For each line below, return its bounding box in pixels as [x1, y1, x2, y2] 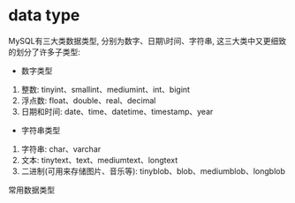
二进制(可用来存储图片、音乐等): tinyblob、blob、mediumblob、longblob [20, 165, 286, 177]
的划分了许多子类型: [8, 46, 81, 57]
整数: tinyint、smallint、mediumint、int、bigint [20, 84, 191, 94]
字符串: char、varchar [20, 143, 102, 154]
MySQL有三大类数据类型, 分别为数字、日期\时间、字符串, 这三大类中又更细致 [8, 35, 287, 46]
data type [8, 5, 80, 26]
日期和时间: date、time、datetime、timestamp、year [20, 106, 214, 117]
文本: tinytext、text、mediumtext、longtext [20, 154, 178, 165]
